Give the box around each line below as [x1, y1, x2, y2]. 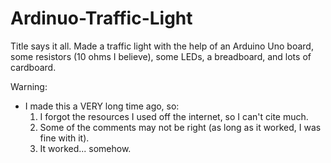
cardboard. [10, 61, 57, 73]
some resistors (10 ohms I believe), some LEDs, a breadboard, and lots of [10, 50, 312, 62]
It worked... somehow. [39, 142, 132, 154]
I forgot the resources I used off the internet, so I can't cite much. [39, 110, 309, 122]
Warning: [10, 80, 48, 92]
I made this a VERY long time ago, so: [24, 100, 180, 112]
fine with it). [39, 132, 90, 144]
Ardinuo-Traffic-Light [10, 7, 193, 30]
